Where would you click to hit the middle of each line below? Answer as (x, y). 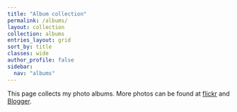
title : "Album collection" (47, 14)
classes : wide (28, 54)
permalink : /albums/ (38, 21)
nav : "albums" (34, 73)
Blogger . (19, 101)
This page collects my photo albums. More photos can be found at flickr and (118, 94)
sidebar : (20, 67)
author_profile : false (41, 60)
